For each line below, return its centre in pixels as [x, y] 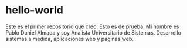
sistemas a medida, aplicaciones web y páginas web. [70, 39]
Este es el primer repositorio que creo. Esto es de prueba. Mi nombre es [92, 26]
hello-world [35, 10]
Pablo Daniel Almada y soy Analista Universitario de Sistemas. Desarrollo [93, 32]
